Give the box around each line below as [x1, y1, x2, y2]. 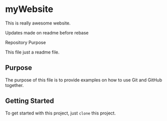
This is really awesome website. [5, 20, 71, 26]
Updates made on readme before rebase [5, 29, 89, 35]
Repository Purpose [5, 39, 46, 45]
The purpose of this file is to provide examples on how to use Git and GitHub [5, 76, 163, 83]
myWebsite [5, 3, 53, 15]
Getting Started [5, 96, 54, 105]
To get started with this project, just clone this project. [5, 110, 116, 116]
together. [5, 82, 24, 88]
